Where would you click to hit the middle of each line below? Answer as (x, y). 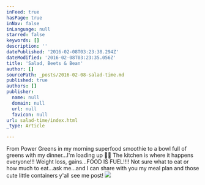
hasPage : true (24, 18)
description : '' (27, 47)
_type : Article (26, 126)
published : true (27, 80)
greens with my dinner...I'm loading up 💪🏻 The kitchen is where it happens (100, 155)
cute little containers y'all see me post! (55, 176)
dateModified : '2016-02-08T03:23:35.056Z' (61, 58)
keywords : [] (23, 40)
